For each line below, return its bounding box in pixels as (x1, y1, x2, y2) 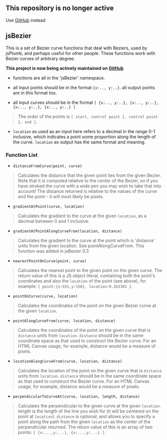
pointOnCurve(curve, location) (12, 293, 78, 298)
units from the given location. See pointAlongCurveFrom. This (17, 243, 145, 249)
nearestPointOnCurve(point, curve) (12, 259, 87, 264)
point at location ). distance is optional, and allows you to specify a (17, 413, 156, 419)
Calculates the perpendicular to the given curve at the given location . (17, 403, 161, 409)
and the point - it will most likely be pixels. (17, 193, 104, 199)
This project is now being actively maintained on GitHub (5, 65, 124, 71)
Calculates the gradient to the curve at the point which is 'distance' (17, 237, 156, 243)
